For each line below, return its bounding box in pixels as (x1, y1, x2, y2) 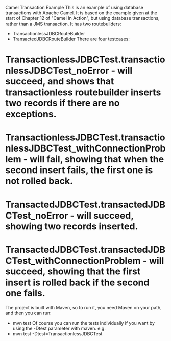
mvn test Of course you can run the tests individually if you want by (12, 319, 155, 326)
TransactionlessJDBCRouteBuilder (12, 31, 85, 36)
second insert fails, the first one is (5, 164, 153, 176)
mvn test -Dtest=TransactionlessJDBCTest (12, 330, 103, 337)
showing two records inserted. (5, 220, 138, 232)
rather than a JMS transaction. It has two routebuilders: (5, 20, 121, 27)
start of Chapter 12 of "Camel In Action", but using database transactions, (5, 15, 160, 21)
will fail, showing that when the (30, 154, 164, 165)
